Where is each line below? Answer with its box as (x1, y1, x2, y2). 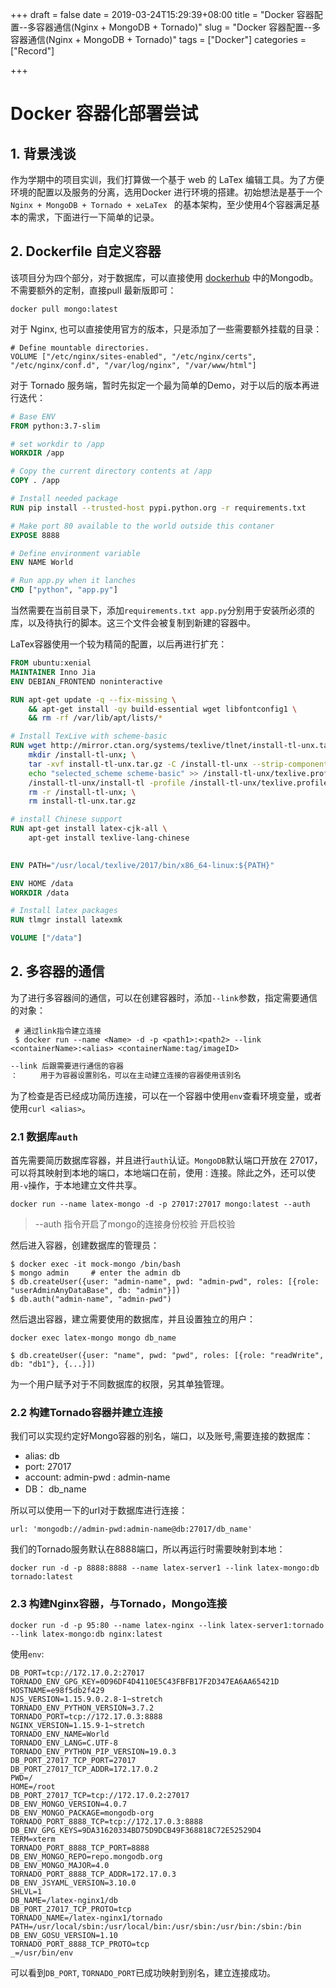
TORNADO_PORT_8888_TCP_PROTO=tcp (10, 1939, 150, 1949)
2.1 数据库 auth (10, 1129, 78, 1143)
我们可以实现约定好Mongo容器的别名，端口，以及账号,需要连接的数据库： (10, 1430, 314, 1442)
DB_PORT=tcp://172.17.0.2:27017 (10, 1668, 145, 1678)
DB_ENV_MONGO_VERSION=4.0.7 (10, 1799, 128, 1809)
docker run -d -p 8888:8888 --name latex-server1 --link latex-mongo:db (10, 1563, 320, 1573)
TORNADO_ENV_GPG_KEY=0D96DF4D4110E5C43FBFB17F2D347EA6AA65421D (10, 1676, 280, 1687)
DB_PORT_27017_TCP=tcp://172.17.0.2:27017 (10, 1790, 190, 1800)
